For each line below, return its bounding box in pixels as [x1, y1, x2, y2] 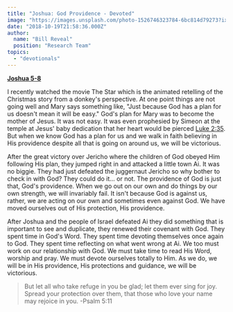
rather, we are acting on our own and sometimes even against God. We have [7, 196, 225, 205]
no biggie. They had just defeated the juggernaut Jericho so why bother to [7, 167, 221, 175]
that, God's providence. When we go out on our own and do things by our [7, 181, 218, 190]
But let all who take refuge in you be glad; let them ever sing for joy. [24, 282, 217, 291]
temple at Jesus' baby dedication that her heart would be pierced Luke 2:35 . [7, 124, 226, 132]
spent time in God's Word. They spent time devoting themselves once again [7, 232, 224, 240]
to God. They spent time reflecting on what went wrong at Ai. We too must [7, 239, 220, 248]
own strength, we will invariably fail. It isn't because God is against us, [7, 189, 208, 197]
